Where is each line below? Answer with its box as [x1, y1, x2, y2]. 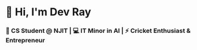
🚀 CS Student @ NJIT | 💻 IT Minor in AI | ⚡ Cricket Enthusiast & [5, 26, 191, 35]
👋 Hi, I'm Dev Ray [5, 5, 91, 19]
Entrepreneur [5, 36, 45, 45]
